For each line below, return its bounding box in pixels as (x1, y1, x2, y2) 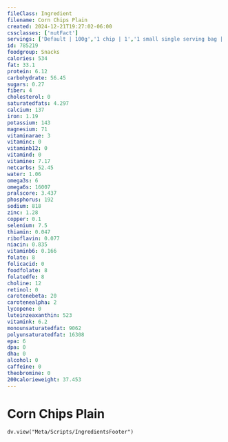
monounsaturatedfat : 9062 (7, 325, 81, 331)
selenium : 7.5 (7, 222, 48, 229)
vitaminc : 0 (7, 139, 41, 146)
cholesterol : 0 (7, 94, 51, 101)
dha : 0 (7, 350, 26, 358)
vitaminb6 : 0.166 (7, 248, 57, 255)
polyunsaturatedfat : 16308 (7, 331, 85, 338)
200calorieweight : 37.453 (7, 376, 81, 383)
